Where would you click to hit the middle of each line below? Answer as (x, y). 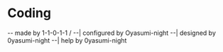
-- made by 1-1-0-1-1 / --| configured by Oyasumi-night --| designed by (112, 33)
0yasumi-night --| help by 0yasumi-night (67, 40)
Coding (29, 13)
